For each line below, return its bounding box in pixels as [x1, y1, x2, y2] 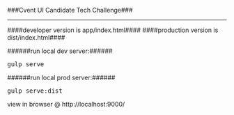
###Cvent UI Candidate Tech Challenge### [7, 6, 134, 14]
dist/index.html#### [7, 33, 65, 41]
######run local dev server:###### [7, 47, 113, 55]
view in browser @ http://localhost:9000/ [7, 100, 125, 108]
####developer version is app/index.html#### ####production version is [7, 26, 219, 34]
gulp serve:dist [7, 87, 63, 95]
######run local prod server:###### [7, 73, 116, 82]
